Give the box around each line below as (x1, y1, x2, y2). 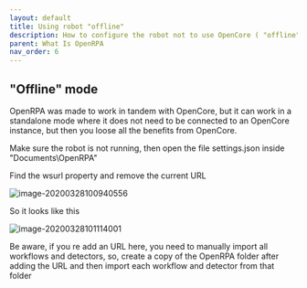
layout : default (9, 13, 71, 23)
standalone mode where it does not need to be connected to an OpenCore (9, 115, 290, 126)
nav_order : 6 (9, 48, 59, 57)
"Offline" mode (9, 81, 99, 97)
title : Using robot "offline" (9, 22, 125, 31)
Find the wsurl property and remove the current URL (9, 170, 207, 181)
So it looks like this (9, 205, 80, 216)
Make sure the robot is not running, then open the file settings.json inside (9, 143, 285, 154)
